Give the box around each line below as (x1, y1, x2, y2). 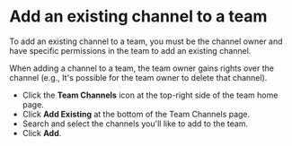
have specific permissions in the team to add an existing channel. (9, 45, 252, 56)
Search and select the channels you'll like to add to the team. (22, 118, 249, 129)
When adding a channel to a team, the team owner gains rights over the (9, 63, 274, 73)
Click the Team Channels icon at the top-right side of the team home (22, 90, 279, 100)
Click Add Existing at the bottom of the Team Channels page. (22, 108, 251, 119)
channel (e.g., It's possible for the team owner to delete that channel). (9, 72, 268, 82)
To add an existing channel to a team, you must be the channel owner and (9, 36, 283, 47)
